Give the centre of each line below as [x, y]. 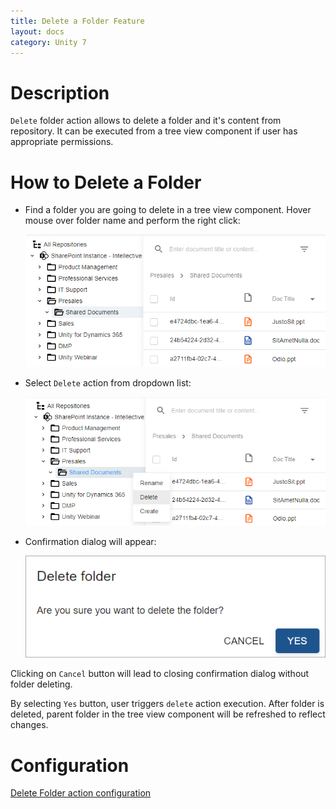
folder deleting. [41, 684]
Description [60, 92]
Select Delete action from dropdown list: [108, 382]
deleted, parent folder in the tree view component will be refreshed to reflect [168, 714]
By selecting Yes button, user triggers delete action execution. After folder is [167, 704]
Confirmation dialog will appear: [90, 542]
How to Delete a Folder [106, 182]
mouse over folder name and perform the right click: [132, 221]
